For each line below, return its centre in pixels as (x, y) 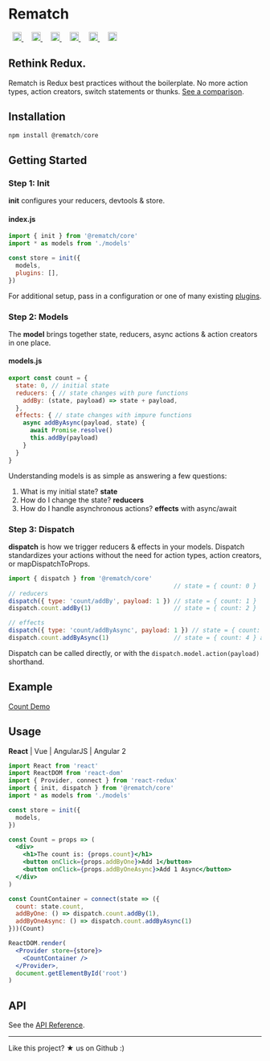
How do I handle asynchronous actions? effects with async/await (128, 508)
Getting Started (48, 160)
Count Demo (29, 706)
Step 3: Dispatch (41, 529)
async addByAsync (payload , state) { (84, 423)
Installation (37, 117)
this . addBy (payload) (64, 438)
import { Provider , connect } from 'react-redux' (93, 780)
